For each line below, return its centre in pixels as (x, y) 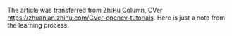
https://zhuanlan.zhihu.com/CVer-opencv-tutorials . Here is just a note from (116, 18)
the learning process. (38, 25)
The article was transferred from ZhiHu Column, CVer (85, 10)
